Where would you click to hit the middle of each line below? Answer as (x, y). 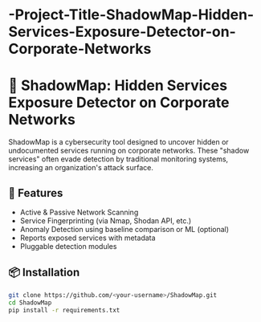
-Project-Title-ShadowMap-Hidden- (131, 15)
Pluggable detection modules (68, 246)
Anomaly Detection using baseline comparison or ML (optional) (124, 229)
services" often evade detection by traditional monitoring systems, (118, 159)
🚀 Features (36, 193)
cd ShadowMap (30, 303)
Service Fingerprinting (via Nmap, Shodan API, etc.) (106, 220)
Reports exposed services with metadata (88, 238)
